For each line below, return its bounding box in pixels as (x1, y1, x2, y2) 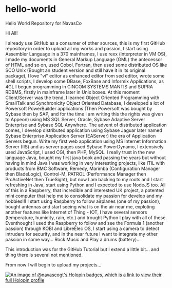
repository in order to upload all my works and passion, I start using (5, 45, 148, 51)
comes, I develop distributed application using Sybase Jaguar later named (5, 127, 163, 133)
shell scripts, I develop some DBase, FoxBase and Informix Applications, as (5, 78, 164, 84)
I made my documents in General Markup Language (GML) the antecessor (5, 56, 163, 62)
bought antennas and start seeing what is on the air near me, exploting (5, 203, 155, 209)
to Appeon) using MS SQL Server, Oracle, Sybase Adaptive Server (5, 116, 145, 122)
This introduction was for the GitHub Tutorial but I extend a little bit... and (5, 246, 159, 252)
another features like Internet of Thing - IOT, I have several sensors (5, 209, 147, 215)
